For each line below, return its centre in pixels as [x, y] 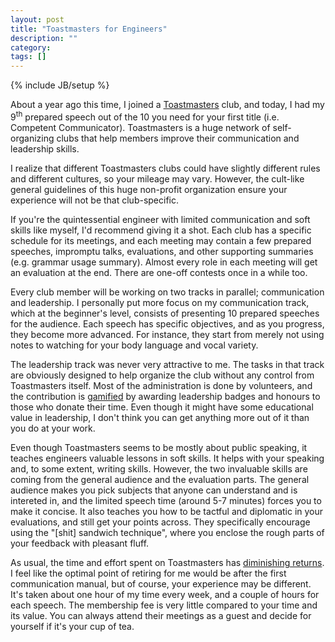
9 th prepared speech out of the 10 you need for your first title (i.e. [145, 116]
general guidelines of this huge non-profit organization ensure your [149, 189]
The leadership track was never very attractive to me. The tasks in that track [167, 364]
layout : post [37, 19]
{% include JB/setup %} [60, 85]
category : [31, 47]
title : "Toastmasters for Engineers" [89, 29]
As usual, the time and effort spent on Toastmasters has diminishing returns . [167, 562]
